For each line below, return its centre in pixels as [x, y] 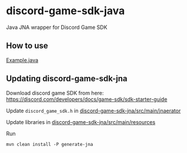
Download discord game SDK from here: [55, 93]
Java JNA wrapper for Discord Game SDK [57, 27]
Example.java [22, 60]
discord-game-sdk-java [66, 11]
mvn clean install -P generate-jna [50, 144]
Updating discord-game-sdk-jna [67, 79]
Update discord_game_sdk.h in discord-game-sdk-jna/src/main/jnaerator [93, 110]
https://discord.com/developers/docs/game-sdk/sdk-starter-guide [87, 99]
